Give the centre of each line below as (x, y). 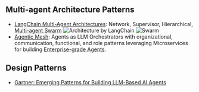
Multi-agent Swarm (38, 30)
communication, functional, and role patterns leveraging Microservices (101, 43)
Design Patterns (36, 68)
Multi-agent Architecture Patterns (70, 10)
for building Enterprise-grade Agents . (60, 49)
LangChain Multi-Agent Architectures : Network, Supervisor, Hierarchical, (103, 24)
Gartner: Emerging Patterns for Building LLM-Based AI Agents (90, 82)
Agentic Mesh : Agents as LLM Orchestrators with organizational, (94, 37)
